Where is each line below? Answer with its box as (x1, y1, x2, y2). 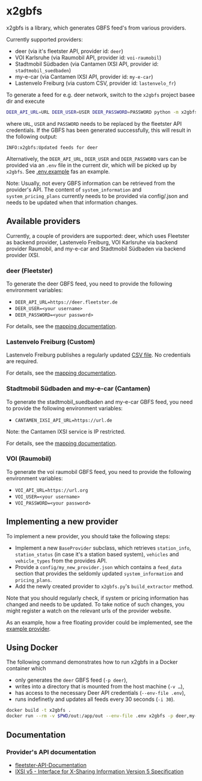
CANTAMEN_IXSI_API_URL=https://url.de (14, 417, 112, 423)
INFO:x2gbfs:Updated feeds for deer (6, 145, 98, 151)
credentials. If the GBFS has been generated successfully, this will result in (6, 126, 191, 134)
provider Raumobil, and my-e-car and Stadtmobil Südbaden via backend (6, 245, 186, 252)
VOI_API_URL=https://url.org (14, 487, 88, 493)
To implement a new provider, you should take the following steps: (6, 532, 170, 540)
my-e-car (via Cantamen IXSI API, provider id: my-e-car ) (14, 73, 153, 80)
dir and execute (6, 98, 45, 105)
